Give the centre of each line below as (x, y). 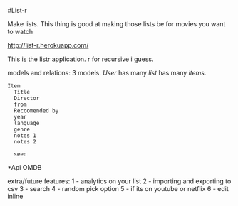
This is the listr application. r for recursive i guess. (81, 59)
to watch (20, 32)
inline (15, 196)
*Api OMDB (25, 167)
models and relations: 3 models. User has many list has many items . (107, 73)
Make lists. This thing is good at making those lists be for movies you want (117, 24)
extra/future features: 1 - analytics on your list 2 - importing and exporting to (119, 181)
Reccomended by (36, 111)
